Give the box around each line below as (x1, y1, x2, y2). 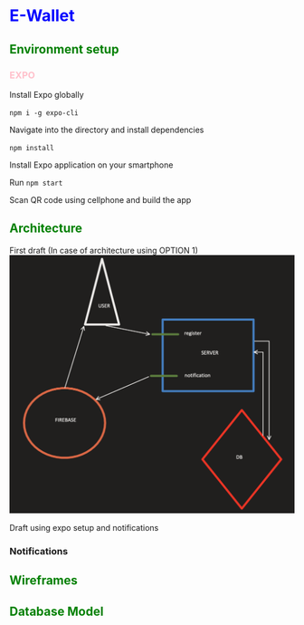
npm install (9, 143, 54, 152)
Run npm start (9, 177, 63, 187)
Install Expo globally (9, 89, 84, 100)
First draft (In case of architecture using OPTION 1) (9, 245, 199, 255)
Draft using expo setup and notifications (9, 522, 159, 533)
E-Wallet (9, 5, 75, 26)
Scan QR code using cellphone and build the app (9, 194, 192, 205)
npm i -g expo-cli (9, 108, 79, 118)
